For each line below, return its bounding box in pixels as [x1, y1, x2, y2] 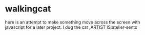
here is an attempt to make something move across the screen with [5, 19, 141, 25]
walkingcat [5, 3, 51, 14]
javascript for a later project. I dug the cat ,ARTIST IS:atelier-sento [5, 24, 138, 30]
